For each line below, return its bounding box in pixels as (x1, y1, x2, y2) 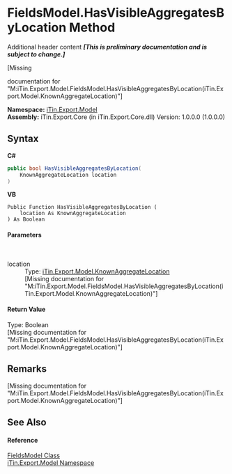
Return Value (7, 305, 46, 314)
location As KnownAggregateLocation (20, 210, 127, 217)
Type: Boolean (7, 320, 49, 329)
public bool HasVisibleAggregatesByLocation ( (7, 165, 141, 172)
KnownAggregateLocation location (20, 171, 117, 178)
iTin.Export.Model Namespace (7, 459, 95, 467)
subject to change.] (7, 50, 65, 58)
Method (69, 19, 116, 35)
